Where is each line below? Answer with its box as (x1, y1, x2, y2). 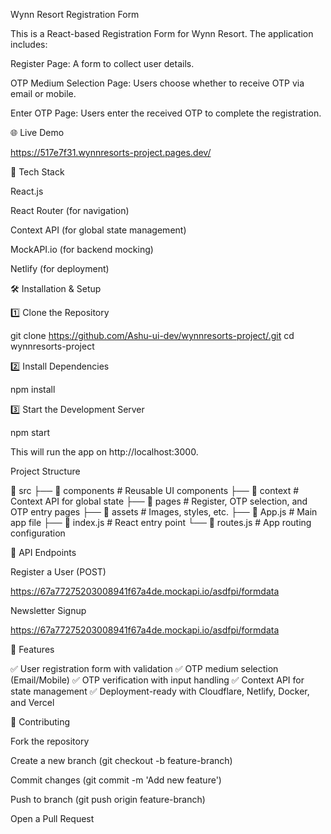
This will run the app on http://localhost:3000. (10, 446, 199, 458)
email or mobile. (10, 88, 77, 99)
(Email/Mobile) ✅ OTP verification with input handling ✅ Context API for (10, 674, 305, 686)
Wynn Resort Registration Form (10, 9, 140, 20)
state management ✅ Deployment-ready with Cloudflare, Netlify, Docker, (10, 685, 310, 697)
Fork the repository (10, 735, 90, 747)
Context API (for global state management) (10, 224, 187, 236)
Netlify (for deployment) (10, 263, 110, 274)
